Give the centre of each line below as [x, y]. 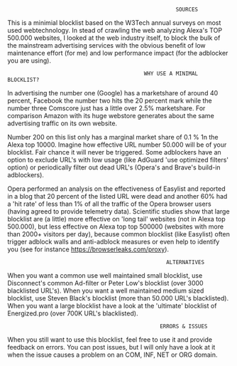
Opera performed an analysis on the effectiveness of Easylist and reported [116, 189]
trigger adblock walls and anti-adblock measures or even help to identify [114, 242]
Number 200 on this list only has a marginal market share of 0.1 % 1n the [113, 137]
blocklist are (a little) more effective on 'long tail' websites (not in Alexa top [116, 219]
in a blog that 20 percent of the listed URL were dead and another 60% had [117, 196]
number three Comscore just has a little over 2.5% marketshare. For [106, 108]
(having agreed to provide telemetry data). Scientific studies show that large [118, 211]
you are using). [29, 61]
